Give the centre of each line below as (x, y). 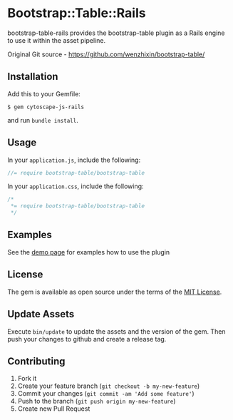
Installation (33, 77)
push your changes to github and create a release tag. (87, 339)
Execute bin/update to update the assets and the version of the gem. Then (116, 331)
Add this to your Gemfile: (44, 93)
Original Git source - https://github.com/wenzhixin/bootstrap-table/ (106, 54)
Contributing (36, 361)
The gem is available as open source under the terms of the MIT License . (115, 292)
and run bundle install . (43, 120)
